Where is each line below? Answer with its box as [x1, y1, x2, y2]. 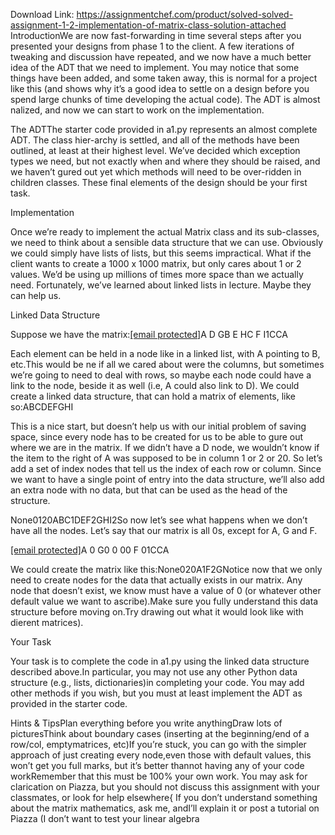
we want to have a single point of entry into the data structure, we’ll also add [10, 474, 325, 485]
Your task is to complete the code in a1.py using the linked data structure [10, 655, 310, 667]
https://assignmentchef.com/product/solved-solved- [76, 9, 294, 20]
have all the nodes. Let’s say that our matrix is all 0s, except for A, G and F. [10, 525, 318, 536]
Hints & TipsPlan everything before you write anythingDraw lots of [10, 717, 283, 729]
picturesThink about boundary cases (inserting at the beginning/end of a [10, 728, 310, 739]
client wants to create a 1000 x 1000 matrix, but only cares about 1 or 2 [10, 258, 302, 269]
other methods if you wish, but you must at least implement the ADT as [10, 687, 303, 699]
